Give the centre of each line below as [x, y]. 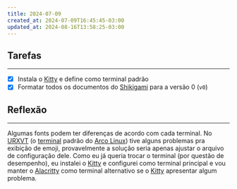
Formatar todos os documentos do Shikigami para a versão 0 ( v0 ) [113, 87]
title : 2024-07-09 [34, 14]
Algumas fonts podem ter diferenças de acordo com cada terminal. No [110, 133]
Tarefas [25, 55]
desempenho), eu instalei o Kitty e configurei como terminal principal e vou [116, 164]
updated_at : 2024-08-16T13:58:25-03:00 [66, 27]
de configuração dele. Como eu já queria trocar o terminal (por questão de [116, 156]
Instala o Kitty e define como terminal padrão [83, 79]
